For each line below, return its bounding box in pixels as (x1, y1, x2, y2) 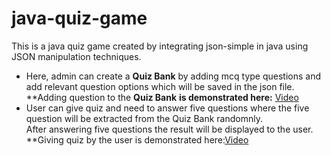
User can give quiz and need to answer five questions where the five (25, 102, 310, 114)
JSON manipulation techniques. (11, 50, 142, 62)
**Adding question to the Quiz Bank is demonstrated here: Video (25, 91, 299, 103)
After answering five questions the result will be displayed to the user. (25, 123, 314, 135)
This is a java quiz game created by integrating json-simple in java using (11, 40, 309, 52)
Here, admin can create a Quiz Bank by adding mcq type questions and (25, 70, 322, 82)
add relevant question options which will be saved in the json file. (25, 80, 295, 92)
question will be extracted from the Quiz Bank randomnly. (25, 112, 263, 124)
